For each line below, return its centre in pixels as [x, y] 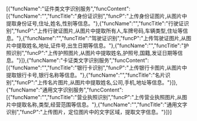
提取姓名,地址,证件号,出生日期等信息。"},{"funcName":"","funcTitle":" [100, 45]
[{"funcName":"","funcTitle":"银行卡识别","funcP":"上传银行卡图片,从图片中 [97, 68]
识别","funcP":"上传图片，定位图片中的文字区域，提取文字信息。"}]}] [89, 112]
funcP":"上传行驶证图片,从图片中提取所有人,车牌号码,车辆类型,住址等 [100, 31]
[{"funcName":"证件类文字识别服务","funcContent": [68, 9]
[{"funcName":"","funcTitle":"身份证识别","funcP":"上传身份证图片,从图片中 [97, 16]
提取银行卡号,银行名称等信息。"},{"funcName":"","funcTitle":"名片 [86, 75]
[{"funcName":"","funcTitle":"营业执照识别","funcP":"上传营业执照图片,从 [94, 97]
